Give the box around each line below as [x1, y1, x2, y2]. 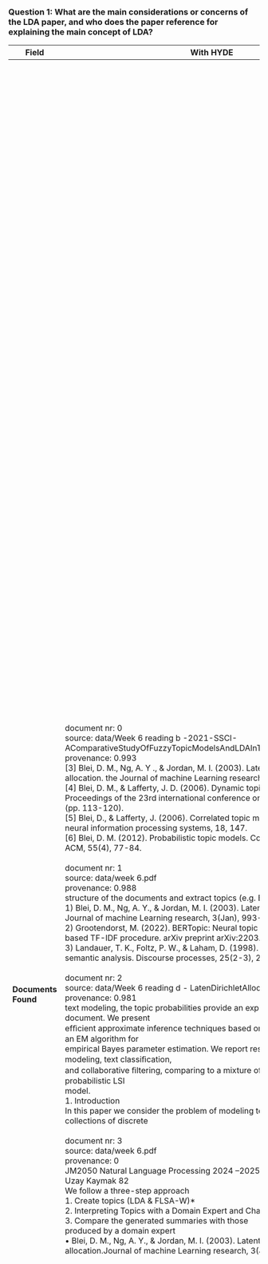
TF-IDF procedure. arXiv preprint [90, 932, 215, 943]
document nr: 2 [65, 972, 123, 983]
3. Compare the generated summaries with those [65, 1215, 249, 1226]
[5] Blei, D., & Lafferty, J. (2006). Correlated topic [65, 812, 251, 823]
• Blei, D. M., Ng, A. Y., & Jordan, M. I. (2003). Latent [65, 1235, 261, 1246]
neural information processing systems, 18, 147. [65, 823, 248, 834]
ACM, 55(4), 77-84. [65, 843, 142, 854]
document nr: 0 [65, 723, 123, 734]
